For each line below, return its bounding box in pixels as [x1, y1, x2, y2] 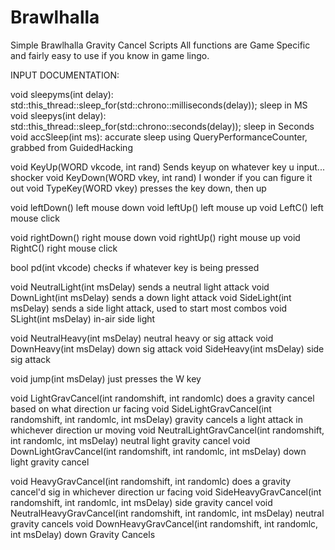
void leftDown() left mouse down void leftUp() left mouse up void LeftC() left [10, 201, 324, 213]
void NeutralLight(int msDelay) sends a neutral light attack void [10, 281, 270, 293]
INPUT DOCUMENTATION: [10, 69, 120, 81]
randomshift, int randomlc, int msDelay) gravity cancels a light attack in [10, 413, 303, 425]
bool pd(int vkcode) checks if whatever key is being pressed [10, 261, 260, 273]
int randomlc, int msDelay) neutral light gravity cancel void [10, 434, 251, 446]
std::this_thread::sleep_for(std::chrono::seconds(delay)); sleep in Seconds [10, 120, 315, 132]
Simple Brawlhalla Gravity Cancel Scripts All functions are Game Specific [10, 39, 311, 51]
